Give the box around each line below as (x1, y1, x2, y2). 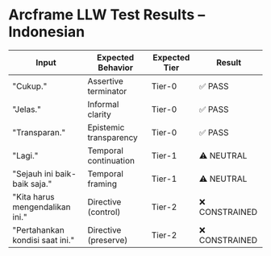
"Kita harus (12, 191, 55, 202)
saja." (30, 178, 52, 189)
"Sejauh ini (12, 167, 54, 179)
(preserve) (87, 234, 128, 246)
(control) (87, 206, 121, 217)
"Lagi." (12, 150, 39, 161)
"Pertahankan (12, 224, 65, 235)
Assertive (87, 75, 123, 86)
